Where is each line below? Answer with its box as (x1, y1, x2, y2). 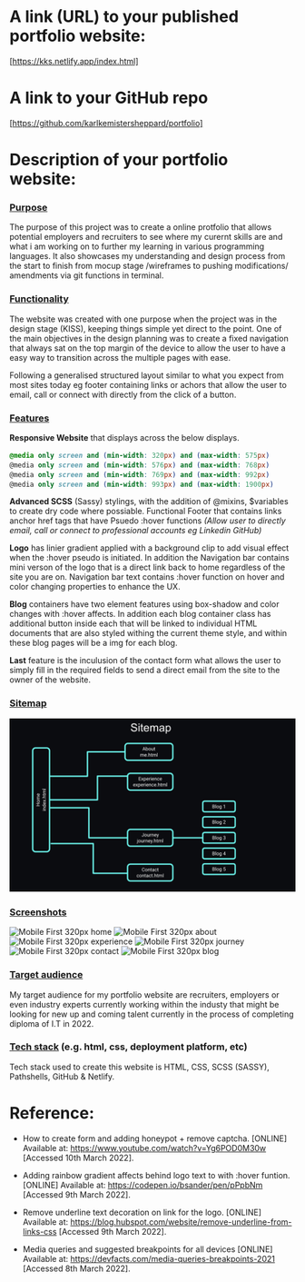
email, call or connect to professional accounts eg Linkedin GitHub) (9, 525, 262, 536)
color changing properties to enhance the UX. (9, 581, 181, 592)
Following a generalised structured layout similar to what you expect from (9, 370, 284, 381)
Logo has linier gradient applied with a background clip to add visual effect (9, 542, 290, 553)
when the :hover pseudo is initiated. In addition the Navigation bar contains (9, 552, 290, 563)
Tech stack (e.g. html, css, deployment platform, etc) (9, 1040, 248, 1053)
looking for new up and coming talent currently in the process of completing (9, 1009, 294, 1019)
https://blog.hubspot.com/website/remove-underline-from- (70, 1216, 292, 1227)
